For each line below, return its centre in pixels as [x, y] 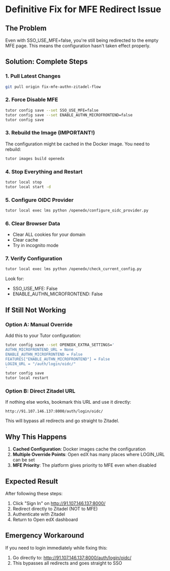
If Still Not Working [36, 310]
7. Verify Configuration [34, 259]
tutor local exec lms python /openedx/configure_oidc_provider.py [77, 211]
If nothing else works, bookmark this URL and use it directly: [68, 402]
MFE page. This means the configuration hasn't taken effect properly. [78, 46]
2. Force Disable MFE [32, 100]
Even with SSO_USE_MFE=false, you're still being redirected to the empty [82, 40]
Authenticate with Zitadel [39, 514]
